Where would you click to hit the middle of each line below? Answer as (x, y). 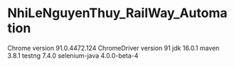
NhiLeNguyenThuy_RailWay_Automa (117, 13)
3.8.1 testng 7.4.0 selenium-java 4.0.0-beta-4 (73, 56)
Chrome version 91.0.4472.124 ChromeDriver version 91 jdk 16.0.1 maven (113, 48)
